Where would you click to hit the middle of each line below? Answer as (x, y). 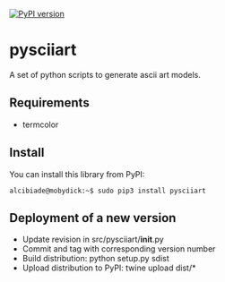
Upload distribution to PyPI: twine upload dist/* (109, 268)
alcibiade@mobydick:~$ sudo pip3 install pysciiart (108, 191)
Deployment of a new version (93, 218)
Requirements (49, 103)
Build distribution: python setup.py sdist (95, 259)
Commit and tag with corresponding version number (119, 249)
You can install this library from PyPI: (77, 174)
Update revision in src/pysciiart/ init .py (93, 239)
